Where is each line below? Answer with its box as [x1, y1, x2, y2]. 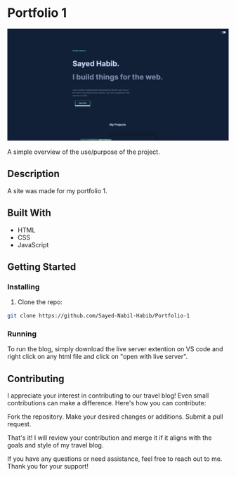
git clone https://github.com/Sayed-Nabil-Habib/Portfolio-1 [7, 313, 190, 320]
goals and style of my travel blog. [7, 441, 104, 450]
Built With [7, 207, 51, 219]
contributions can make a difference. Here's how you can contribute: [7, 399, 206, 407]
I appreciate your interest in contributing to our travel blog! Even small [7, 391, 209, 400]
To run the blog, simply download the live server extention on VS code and [7, 345, 223, 353]
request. [7, 420, 32, 429]
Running [7, 329, 37, 339]
